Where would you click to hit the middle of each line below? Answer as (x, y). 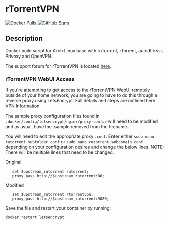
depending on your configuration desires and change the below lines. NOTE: (85, 147)
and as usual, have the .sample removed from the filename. (67, 127)
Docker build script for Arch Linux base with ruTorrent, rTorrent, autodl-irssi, (84, 50)
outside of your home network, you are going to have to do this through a (81, 95)
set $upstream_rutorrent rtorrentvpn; (53, 195)
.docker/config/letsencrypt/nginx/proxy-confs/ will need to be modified (82, 121)
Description (24, 39)
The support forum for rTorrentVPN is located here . (59, 66)
